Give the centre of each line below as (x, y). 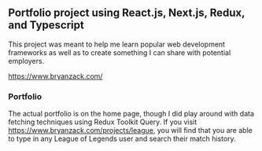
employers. (26, 61)
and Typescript (46, 26)
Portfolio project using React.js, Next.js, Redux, (127, 13)
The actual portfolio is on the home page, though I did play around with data (131, 114)
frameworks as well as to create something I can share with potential (120, 52)
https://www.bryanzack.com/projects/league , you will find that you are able (131, 131)
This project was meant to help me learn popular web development (117, 44)
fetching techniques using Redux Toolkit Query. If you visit (103, 122)
